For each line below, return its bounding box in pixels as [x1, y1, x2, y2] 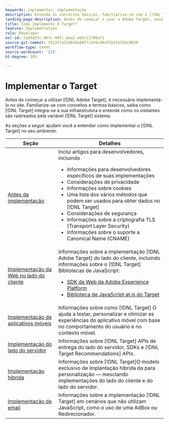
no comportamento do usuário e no [58, 323, 142, 330]
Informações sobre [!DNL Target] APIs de [58, 337, 156, 345]
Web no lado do [8, 272, 45, 279]
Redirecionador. [58, 410, 96, 417]
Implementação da [8, 266, 52, 273]
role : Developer [5, 31, 39, 36]
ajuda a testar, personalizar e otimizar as [58, 310, 154, 317]
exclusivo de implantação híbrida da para [58, 365, 155, 372]
